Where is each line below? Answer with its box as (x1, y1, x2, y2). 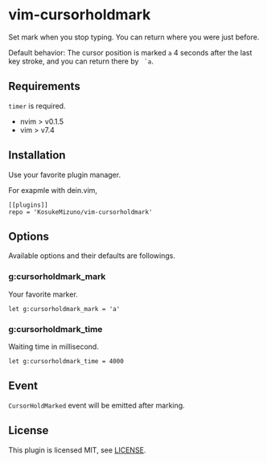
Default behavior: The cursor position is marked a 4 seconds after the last (8, 47, 253, 57)
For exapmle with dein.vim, (8, 185, 98, 195)
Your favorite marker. (8, 289, 78, 299)
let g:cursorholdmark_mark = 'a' (8, 305, 121, 313)
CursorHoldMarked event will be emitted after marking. (8, 400, 185, 410)
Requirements (8, 80, 80, 93)
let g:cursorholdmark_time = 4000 (8, 357, 125, 365)
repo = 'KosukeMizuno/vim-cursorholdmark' (8, 207, 153, 216)
